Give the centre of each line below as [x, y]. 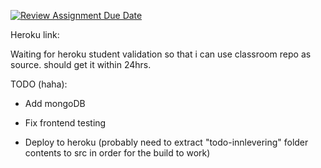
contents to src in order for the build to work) [117, 153]
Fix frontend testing [65, 123]
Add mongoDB [55, 103]
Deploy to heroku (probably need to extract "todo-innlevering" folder [166, 142]
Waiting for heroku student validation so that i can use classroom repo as [161, 54]
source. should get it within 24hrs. [81, 64]
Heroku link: [35, 34]
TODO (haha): [39, 84]
